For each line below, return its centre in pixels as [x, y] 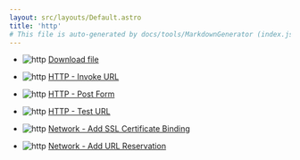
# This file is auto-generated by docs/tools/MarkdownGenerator [131, 34]
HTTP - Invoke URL [83, 77]
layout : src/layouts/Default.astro [75, 17]
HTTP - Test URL [79, 112]
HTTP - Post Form [81, 94]
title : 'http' [36, 26]
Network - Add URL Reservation [107, 146]
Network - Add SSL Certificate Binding [119, 129]
